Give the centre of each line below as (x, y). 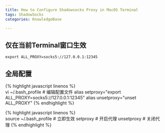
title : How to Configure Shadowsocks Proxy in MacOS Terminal (72, 10)
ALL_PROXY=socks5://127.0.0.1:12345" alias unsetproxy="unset (71, 98)
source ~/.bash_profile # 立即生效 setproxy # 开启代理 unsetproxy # (75, 119)
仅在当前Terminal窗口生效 (46, 45)
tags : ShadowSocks (24, 15)
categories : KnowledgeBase (33, 19)
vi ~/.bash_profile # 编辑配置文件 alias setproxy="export (63, 92)
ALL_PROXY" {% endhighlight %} (40, 103)
